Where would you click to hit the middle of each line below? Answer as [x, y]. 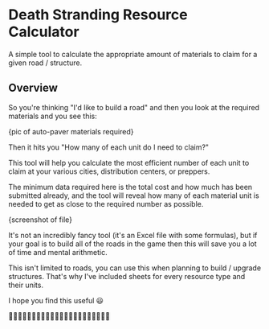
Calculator [44, 32]
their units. [26, 285]
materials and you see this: [53, 116]
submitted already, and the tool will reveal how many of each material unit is [134, 195]
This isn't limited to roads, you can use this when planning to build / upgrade [135, 268]
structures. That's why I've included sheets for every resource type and [127, 276]
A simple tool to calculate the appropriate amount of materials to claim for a [133, 54]
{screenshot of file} [41, 220]
